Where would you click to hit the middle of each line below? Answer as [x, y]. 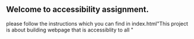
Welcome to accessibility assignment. [78, 10]
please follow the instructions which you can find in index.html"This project [97, 23]
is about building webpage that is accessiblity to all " [70, 30]
